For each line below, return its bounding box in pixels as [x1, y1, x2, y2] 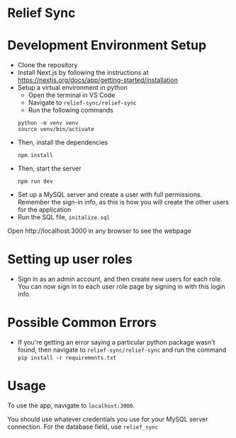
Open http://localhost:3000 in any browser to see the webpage [7, 226, 191, 235]
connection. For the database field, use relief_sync [7, 422, 159, 431]
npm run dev [17, 178, 53, 185]
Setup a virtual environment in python [17, 83, 128, 92]
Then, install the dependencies [17, 138, 108, 146]
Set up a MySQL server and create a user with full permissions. [17, 190, 203, 199]
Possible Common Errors [7, 315, 157, 330]
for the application [17, 205, 72, 214]
